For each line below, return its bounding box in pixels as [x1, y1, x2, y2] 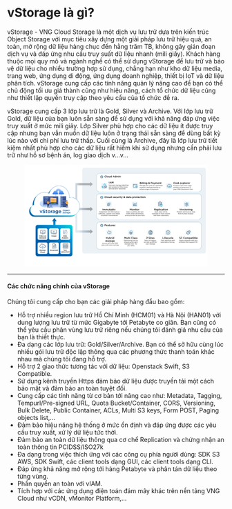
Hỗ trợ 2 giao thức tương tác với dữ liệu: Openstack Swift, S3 [17, 362, 190, 370]
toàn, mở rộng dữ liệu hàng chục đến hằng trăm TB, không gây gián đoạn [7, 42, 216, 50]
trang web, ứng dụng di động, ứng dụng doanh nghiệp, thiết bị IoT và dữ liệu [7, 71, 224, 80]
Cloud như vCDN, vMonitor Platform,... [17, 494, 127, 502]
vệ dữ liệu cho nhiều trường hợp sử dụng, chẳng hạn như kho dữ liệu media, [7, 64, 223, 72]
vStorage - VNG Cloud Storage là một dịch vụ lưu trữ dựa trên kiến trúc [7, 28, 209, 36]
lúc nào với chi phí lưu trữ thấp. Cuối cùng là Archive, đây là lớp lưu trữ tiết [7, 136, 217, 144]
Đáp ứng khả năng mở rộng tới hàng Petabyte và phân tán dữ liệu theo [17, 464, 217, 473]
